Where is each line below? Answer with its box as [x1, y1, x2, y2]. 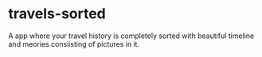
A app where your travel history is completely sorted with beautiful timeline [8, 31, 255, 40]
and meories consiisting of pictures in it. [8, 39, 140, 48]
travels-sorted [8, 5, 106, 23]
